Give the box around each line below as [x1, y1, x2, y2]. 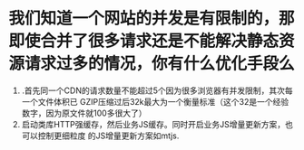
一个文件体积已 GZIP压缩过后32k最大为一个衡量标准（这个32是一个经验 [21, 96, 289, 107]
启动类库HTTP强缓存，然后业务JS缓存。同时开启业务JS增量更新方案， [21, 118, 286, 129]
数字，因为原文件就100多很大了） [21, 108, 147, 118]
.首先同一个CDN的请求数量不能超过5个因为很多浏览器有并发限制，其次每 [21, 85, 294, 96]
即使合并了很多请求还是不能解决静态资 [8, 31, 296, 52]
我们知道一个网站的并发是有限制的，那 [8, 8, 296, 29]
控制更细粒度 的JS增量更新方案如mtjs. [37, 130, 180, 141]
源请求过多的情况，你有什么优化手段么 [8, 53, 296, 74]
